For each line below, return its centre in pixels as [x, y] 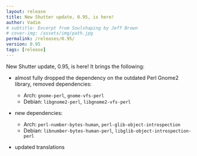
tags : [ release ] [26, 50]
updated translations [39, 147]
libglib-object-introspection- [153, 131]
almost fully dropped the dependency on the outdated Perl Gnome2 [96, 77]
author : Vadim [24, 22]
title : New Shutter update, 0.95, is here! [60, 17]
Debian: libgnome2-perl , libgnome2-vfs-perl [77, 101]
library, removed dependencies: [53, 84]
